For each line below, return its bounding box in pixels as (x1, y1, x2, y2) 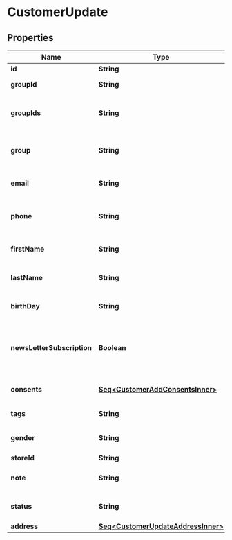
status (10, 502, 32, 511)
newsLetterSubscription (10, 343, 92, 352)
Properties (7, 32, 54, 44)
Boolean (98, 343, 126, 352)
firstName (10, 244, 45, 254)
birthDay (10, 302, 40, 311)
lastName (10, 273, 43, 282)
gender (10, 433, 35, 442)
